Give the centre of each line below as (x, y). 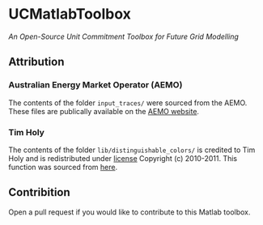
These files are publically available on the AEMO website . (104, 111)
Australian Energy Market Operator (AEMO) (95, 85)
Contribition (39, 192)
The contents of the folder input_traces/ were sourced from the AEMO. (128, 103)
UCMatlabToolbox (70, 14)
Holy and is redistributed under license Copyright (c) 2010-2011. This (123, 158)
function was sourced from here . (63, 167)
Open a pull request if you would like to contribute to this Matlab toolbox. (129, 212)
